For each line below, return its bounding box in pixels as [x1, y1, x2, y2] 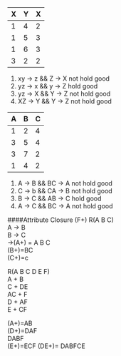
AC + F [7, 290, 28, 298]
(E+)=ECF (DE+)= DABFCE [7, 342, 85, 350]
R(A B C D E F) [7, 268, 50, 275]
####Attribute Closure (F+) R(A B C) [7, 215, 114, 224]
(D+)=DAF [7, 327, 38, 335]
